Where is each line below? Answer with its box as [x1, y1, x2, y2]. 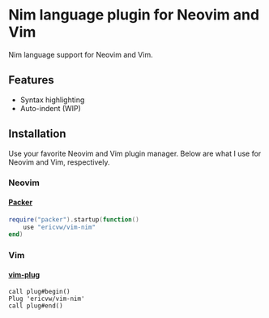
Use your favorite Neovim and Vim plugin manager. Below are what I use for [8, 148, 262, 158]
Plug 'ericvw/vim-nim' [8, 294, 85, 303]
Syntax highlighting [19, 95, 85, 105]
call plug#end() [8, 302, 63, 310]
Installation [8, 127, 66, 141]
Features [8, 73, 54, 87]
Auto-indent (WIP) [19, 103, 81, 113]
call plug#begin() [8, 288, 70, 296]
